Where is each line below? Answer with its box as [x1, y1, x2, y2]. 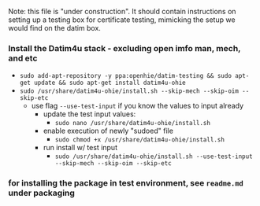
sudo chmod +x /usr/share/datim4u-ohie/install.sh [54, 136, 225, 144]
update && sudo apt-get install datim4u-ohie [34, 79, 187, 87]
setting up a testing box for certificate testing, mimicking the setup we [8, 15, 236, 24]
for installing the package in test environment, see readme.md [8, 178, 244, 189]
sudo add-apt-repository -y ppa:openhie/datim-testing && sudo [19, 72, 232, 80]
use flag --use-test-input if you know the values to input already [31, 101, 244, 111]
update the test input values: [43, 109, 136, 119]
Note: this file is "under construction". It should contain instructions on [8, 7, 236, 16]
